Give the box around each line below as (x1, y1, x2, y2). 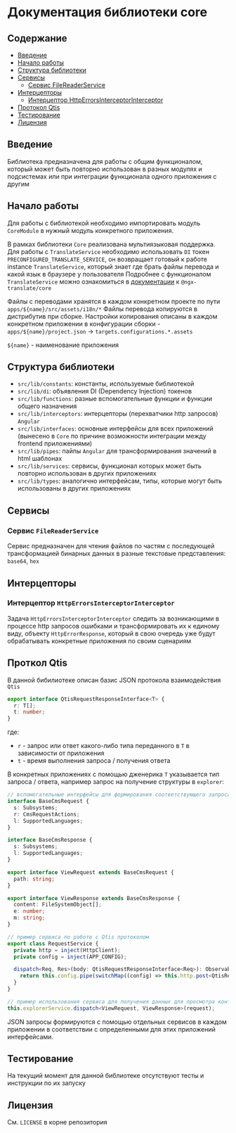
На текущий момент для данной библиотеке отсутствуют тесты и (7, 1071, 204, 1080)
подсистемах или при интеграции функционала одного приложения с (7, 172, 217, 180)
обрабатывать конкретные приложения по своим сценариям (7, 636, 192, 645)
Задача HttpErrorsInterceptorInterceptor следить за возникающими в (7, 614, 220, 623)
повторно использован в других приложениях (17, 469, 157, 478)
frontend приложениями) (17, 439, 93, 448)
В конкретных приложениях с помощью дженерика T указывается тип (7, 770, 220, 778)
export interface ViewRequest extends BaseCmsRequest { (7, 868, 174, 876)
